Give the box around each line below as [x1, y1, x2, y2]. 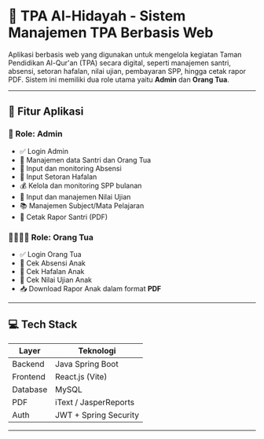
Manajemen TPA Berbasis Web [8, 24, 214, 42]
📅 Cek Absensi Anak [19, 258, 86, 268]
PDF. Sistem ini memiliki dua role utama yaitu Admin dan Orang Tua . [8, 75, 229, 84]
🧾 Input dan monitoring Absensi [19, 163, 122, 173]
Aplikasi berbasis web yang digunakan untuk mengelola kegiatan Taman [8, 49, 242, 59]
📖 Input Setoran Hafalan [19, 172, 97, 181]
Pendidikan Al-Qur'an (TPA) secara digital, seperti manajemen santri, [8, 58, 232, 68]
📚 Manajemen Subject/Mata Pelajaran [19, 200, 145, 210]
